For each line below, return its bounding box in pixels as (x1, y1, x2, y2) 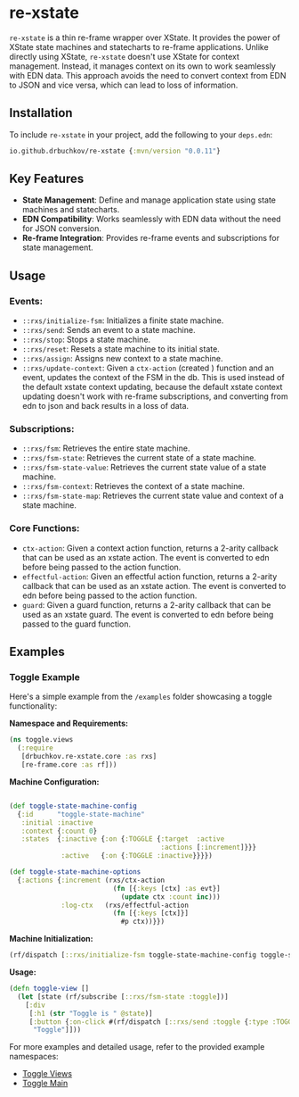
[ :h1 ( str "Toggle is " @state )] (28, 1009, 153, 1018)
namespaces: (9, 1051, 60, 1062)
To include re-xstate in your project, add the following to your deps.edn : (9, 129, 273, 140)
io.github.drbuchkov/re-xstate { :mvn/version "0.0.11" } (9, 146, 221, 155)
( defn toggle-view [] (9, 985, 90, 993)
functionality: (9, 701, 58, 711)
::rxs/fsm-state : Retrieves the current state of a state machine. (21, 453, 256, 463)
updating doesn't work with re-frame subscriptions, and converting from (21, 391, 289, 402)
